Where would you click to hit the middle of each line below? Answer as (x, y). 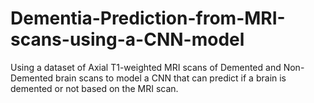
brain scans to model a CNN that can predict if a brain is (171, 78)
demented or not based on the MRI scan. (94, 88)
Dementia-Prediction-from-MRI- (148, 18)
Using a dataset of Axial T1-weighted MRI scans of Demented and (146, 67)
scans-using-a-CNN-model (127, 39)
